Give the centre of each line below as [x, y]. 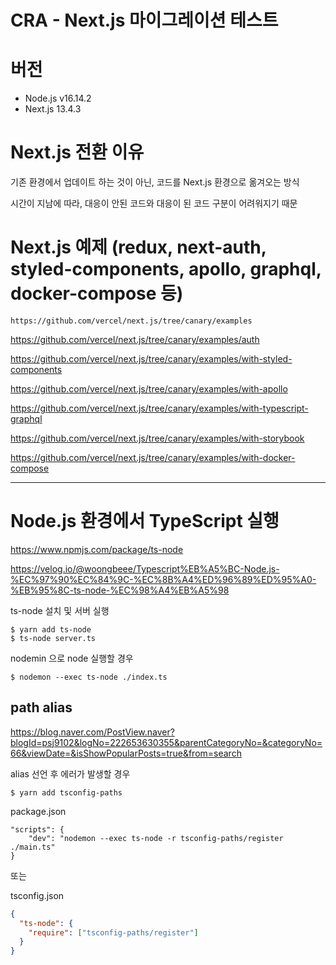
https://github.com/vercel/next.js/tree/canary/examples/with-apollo [149, 389]
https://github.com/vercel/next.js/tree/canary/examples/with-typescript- [159, 408]
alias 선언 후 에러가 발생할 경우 [70, 773]
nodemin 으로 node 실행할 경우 [72, 658]
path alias [41, 707]
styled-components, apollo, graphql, [166, 269]
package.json [38, 811]
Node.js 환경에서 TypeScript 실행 [145, 521]
